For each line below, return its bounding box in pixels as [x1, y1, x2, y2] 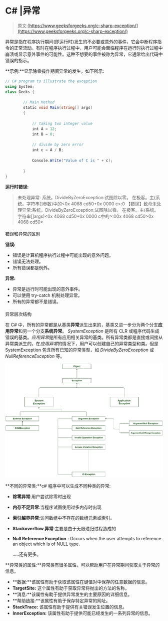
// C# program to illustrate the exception [5, 79, 97, 84]
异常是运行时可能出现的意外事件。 [12, 286, 83, 292]
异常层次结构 [5, 311, 31, 317]
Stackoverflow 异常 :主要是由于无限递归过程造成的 [12, 525, 116, 531]
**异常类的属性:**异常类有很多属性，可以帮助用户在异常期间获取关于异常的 [5, 562, 160, 568]
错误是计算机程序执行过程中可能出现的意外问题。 [12, 252, 113, 258]
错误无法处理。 [12, 258, 43, 264]
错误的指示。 [5, 57, 31, 63]
